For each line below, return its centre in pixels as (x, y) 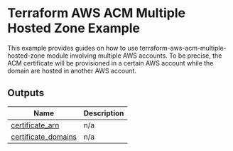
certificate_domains (44, 137)
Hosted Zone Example (74, 28)
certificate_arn (35, 125)
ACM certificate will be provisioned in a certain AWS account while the (110, 63)
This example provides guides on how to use (73, 48)
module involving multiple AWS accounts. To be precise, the (134, 56)
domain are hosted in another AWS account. (72, 71)
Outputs (26, 93)
